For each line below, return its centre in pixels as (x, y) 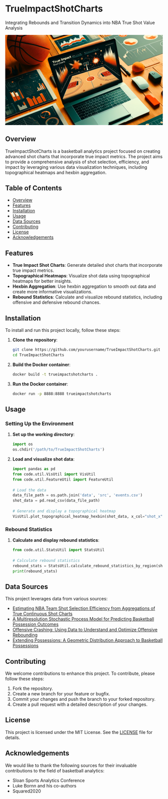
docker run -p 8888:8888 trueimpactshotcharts (62, 393)
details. (13, 737)
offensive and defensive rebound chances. (56, 302)
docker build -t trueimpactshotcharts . (55, 374)
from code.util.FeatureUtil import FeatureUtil (63, 479)
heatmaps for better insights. (42, 281)
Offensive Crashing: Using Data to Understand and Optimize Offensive (85, 630)
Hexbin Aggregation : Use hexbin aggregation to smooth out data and (84, 286)
